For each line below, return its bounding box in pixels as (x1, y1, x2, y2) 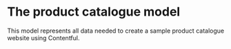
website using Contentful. (7, 33, 81, 42)
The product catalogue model (7, 4, 181, 20)
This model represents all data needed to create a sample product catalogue (7, 27, 225, 35)
